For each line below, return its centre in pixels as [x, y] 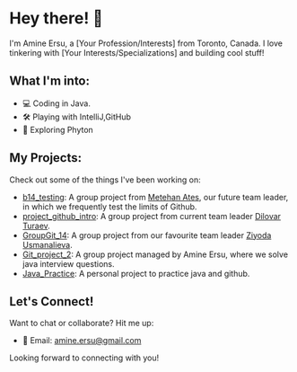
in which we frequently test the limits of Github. [109, 207]
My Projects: [46, 158]
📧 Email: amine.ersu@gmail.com [82, 341]
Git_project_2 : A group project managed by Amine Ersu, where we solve [155, 254]
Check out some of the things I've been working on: [105, 180]
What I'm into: [50, 81]
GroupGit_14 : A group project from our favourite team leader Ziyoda [147, 235]
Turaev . [36, 226]
